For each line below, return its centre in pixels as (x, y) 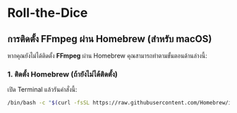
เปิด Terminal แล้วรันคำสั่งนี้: (42, 90)
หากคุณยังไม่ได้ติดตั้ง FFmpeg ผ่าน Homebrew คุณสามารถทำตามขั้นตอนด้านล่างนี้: (108, 55)
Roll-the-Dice (48, 13)
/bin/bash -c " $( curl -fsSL (49, 103)
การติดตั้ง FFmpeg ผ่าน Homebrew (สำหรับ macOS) (110, 39)
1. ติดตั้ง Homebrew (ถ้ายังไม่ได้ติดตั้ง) (62, 74)
